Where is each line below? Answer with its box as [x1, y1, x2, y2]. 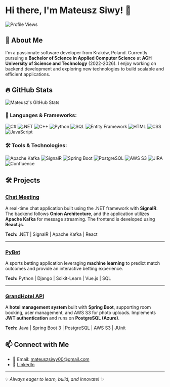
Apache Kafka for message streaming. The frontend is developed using [5, 216, 155, 222]
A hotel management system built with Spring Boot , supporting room [5, 304, 151, 310]
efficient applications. [5, 71, 51, 77]
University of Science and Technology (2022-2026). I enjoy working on [5, 60, 157, 66]
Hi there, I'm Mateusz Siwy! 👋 [5, 5, 132, 16]
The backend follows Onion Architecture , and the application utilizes [5, 210, 149, 217]
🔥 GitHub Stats [5, 86, 53, 94]
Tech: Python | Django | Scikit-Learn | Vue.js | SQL [5, 275, 111, 282]
